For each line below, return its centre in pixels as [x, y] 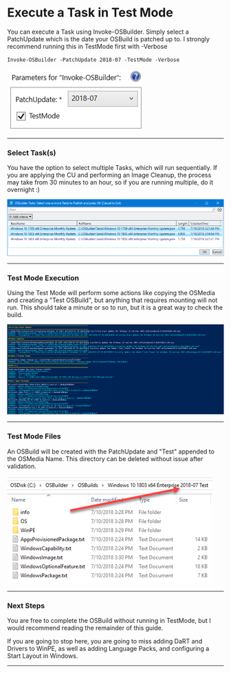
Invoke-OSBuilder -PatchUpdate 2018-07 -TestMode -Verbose [93, 60]
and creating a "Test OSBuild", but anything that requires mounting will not [112, 300]
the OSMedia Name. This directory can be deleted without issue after [105, 458]
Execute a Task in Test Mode [90, 13]
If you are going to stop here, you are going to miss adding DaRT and [105, 641]
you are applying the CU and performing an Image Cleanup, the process [109, 175]
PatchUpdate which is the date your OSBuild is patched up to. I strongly [108, 39]
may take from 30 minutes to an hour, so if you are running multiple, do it [110, 182]
